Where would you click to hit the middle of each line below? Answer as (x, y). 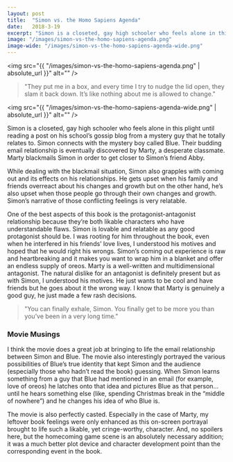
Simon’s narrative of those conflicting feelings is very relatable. (97, 201)
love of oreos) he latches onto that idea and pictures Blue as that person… (113, 386)
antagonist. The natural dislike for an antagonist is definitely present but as (114, 273)
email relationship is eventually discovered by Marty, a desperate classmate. (116, 150)
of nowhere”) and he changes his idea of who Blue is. (84, 401)
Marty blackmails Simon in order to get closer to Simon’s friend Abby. (106, 158)
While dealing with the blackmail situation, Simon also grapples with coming (115, 171)
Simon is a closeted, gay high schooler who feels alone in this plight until (111, 128)
